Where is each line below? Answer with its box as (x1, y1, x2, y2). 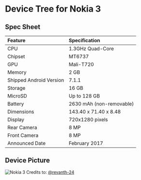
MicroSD (7, 93, 28, 99)
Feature (7, 37, 26, 44)
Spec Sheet (5, 23, 41, 31)
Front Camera (7, 132, 39, 139)
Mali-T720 (69, 61, 94, 67)
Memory (7, 69, 27, 76)
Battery (7, 100, 24, 107)
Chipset (7, 53, 25, 60)
